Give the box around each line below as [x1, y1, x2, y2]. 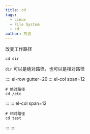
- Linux [10, 17, 26, 22]
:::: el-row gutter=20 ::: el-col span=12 [5, 76, 85, 82]
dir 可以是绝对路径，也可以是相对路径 [5, 66, 85, 72]
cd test [5, 116, 22, 121]
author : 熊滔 [5, 31, 32, 36]
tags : [5, 12, 17, 17]
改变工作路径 [5, 46, 32, 52]
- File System [10, 21, 40, 27]
